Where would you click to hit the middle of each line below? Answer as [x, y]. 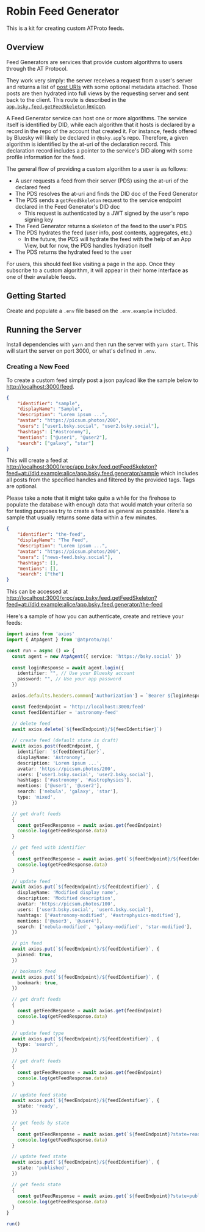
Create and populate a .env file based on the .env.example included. [92, 311]
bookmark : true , [38, 983]
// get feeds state [37, 1184]
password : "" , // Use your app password [69, 679]
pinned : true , [35, 955]
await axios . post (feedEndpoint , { [56, 746]
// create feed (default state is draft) [65, 740]
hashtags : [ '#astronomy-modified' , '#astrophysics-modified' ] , [99, 915]
